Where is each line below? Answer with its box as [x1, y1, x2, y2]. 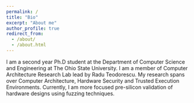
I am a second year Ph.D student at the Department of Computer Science [6, 58, 185, 65]
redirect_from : [6, 31, 44, 37]
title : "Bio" [6, 14, 39, 20]
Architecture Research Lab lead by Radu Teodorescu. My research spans [6, 71, 185, 78]
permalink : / [6, 8, 39, 15]
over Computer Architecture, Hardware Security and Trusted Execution [6, 77, 180, 84]
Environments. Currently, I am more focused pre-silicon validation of [6, 83, 173, 90]
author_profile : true [6, 25, 60, 32]
